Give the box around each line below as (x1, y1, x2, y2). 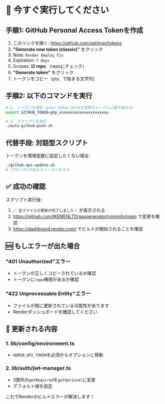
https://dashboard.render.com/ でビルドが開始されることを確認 (12, 225, 144, 232)
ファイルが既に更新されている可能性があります (12, 302, 109, 308)
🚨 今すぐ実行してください (5, 4, 109, 16)
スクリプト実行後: (5, 197, 42, 202)
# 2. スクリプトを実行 (5, 119, 47, 124)
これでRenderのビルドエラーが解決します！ (5, 394, 95, 400)
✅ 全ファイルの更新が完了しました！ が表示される (12, 207, 106, 213)
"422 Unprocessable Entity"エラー (5, 290, 91, 297)
